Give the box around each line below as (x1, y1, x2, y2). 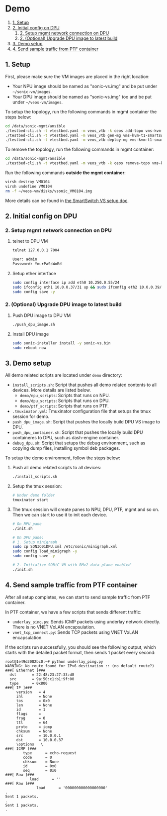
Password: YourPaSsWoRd (12, 262, 62, 267)
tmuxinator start (12, 498, 49, 503)
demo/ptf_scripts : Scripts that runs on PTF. (19, 403, 109, 409)
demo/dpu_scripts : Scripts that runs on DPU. (19, 398, 110, 404)
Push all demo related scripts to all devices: (12, 465, 102, 471)
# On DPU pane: (12, 535, 44, 540)
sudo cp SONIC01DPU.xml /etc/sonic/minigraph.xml (12, 544, 118, 549)
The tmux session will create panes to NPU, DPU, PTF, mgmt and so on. (12, 506, 160, 512)
